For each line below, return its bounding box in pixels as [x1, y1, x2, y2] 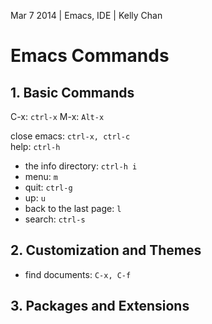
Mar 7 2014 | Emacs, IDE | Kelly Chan [10, 10, 163, 21]
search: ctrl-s [24, 213, 86, 225]
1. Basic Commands [10, 84, 135, 101]
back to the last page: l [24, 203, 122, 214]
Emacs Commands [10, 45, 170, 67]
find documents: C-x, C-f [24, 268, 132, 280]
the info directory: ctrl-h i [24, 160, 138, 172]
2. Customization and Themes [10, 242, 202, 259]
